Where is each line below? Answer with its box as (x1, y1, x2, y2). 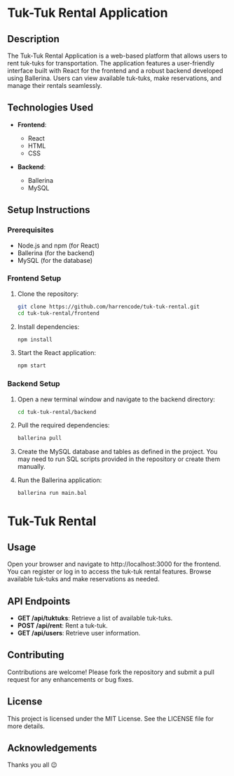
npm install (17, 336, 53, 343)
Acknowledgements (7, 742, 97, 754)
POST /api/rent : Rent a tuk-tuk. (17, 621, 108, 630)
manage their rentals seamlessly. (7, 82, 103, 89)
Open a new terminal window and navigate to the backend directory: (17, 395, 216, 403)
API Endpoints (7, 595, 71, 607)
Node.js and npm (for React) (17, 241, 100, 250)
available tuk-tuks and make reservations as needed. (7, 575, 160, 583)
